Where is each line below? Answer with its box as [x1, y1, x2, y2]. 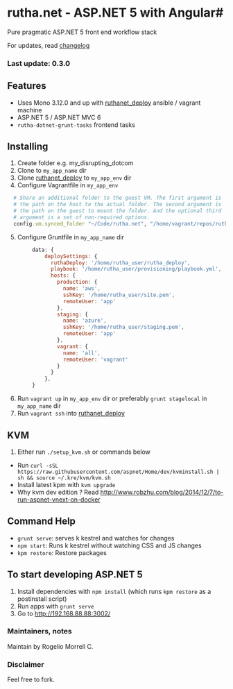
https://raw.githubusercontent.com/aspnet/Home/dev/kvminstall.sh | [17, 468, 220, 475]
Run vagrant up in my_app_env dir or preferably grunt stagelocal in [17, 394, 207, 403]
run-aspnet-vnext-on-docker [17, 495, 101, 504]
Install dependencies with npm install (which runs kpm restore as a [17, 587, 212, 595]
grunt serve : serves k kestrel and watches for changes [17, 534, 175, 542]
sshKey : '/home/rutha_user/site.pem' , [62, 291, 175, 298]
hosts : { [51, 272, 76, 279]
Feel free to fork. [7, 675, 55, 684]
